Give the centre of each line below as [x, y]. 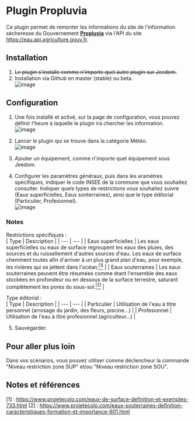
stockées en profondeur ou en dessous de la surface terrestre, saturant [92, 279]
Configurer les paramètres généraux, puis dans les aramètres [88, 176]
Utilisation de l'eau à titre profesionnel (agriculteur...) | [71, 317]
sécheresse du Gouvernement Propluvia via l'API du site [74, 33]
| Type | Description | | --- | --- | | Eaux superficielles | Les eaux [83, 241]
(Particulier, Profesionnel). [46, 201]
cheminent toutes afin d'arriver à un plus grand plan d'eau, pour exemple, [95, 259]
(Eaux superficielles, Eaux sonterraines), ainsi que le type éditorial [94, 194]
